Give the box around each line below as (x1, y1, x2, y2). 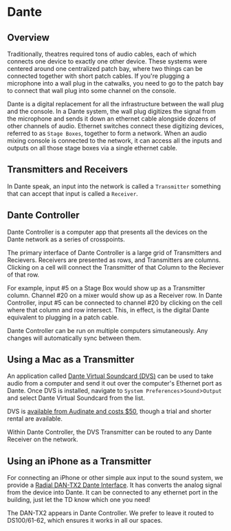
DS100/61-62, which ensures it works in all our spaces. (7, 517, 163, 525)
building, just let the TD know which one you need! (7, 496, 151, 504)
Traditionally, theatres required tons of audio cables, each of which (7, 50, 197, 58)
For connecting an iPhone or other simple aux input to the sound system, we (7, 474, 223, 482)
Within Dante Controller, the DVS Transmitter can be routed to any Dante (7, 428, 212, 437)
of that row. (7, 270, 40, 279)
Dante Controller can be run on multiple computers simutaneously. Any (7, 326, 208, 334)
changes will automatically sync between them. (7, 334, 142, 342)
